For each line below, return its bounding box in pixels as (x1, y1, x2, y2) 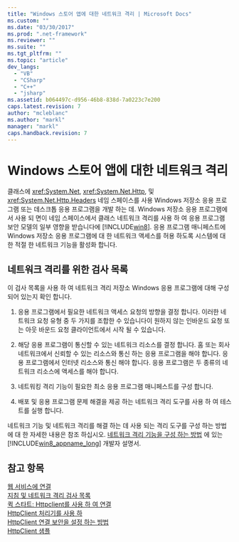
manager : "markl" (7, 122, 59, 130)
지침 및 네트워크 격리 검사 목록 (7, 491, 91, 499)
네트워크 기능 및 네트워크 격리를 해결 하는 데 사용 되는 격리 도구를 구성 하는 (7, 421, 214, 430)
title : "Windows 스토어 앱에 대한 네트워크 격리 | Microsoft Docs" (7, 10, 192, 18)
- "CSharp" (14, 76, 46, 84)
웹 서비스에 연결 (7, 482, 52, 491)
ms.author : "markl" (7, 116, 65, 123)
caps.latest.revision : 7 (7, 103, 81, 110)
